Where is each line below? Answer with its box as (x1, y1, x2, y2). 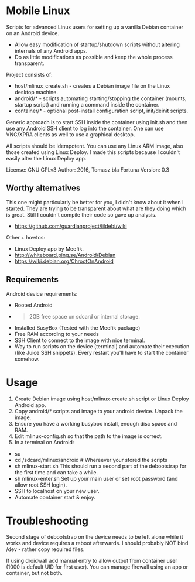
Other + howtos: (6, 234, 46, 241)
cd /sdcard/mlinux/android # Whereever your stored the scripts (14, 456, 168, 463)
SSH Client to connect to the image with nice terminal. (14, 337, 145, 344)
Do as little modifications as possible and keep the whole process (14, 53, 173, 60)
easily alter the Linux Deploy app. (6, 155, 87, 162)
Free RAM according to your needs (14, 330, 100, 337)
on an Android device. (6, 29, 60, 36)
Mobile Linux (6, 4, 70, 18)
